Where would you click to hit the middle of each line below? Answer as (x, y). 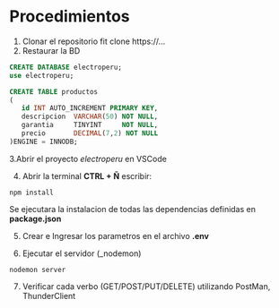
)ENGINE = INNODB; (44, 141)
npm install (31, 192)
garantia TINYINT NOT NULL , (90, 125)
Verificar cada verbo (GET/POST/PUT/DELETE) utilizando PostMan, (146, 286)
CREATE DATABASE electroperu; (66, 67)
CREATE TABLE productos (54, 91)
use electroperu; (42, 75)
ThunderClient (49, 295)
